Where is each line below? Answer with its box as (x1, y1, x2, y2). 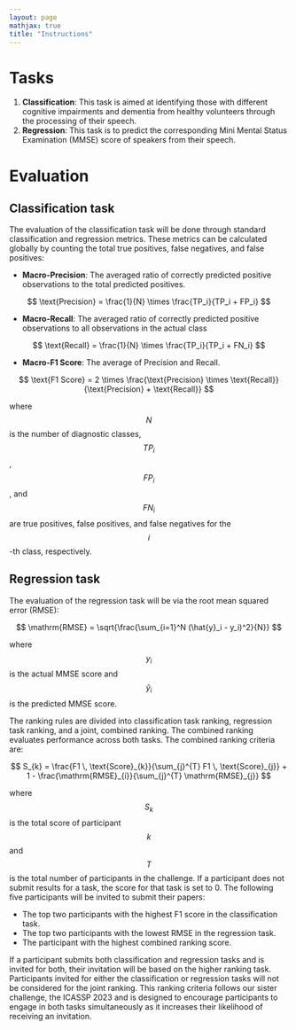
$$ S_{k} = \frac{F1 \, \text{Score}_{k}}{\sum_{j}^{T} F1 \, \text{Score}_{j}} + (10, 761, 288, 772)
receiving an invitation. (9, 1010, 92, 1021)
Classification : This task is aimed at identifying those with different (21, 97, 269, 107)
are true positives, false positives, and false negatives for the (9, 518, 232, 528)
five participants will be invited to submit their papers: (9, 892, 206, 902)
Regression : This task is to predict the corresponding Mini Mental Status (21, 125, 288, 136)
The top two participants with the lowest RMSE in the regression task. (21, 927, 277, 938)
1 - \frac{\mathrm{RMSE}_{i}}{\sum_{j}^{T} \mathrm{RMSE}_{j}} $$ (26, 770, 272, 781)
